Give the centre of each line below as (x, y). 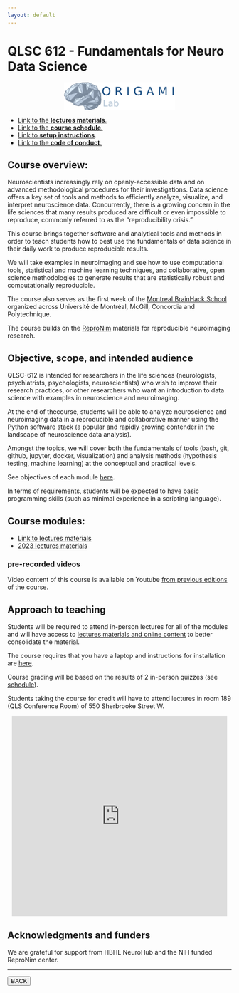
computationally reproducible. (51, 286)
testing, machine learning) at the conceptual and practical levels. (102, 464)
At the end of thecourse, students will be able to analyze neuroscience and (117, 412)
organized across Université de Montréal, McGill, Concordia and (101, 307)
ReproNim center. (33, 960)
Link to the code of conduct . (60, 142)
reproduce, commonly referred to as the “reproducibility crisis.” (100, 220)
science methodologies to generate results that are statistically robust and (116, 278)
